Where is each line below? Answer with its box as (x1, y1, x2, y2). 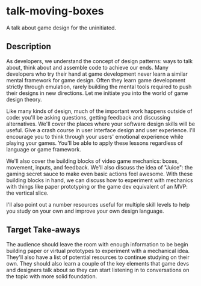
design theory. (6, 96, 42, 103)
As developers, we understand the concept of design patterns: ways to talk (6, 57, 193, 64)
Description (6, 41, 51, 52)
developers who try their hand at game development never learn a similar (6, 70, 188, 78)
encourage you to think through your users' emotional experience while (6, 133, 184, 140)
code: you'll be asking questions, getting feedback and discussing (6, 114, 170, 121)
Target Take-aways (6, 225, 81, 235)
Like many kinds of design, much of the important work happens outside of (6, 107, 193, 115)
